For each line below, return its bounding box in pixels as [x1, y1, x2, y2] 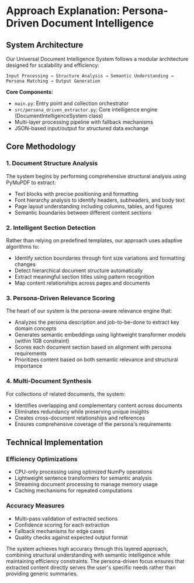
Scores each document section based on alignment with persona [14, 344, 172, 351]
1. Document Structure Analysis [6, 160, 98, 168]
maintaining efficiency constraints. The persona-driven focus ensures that [6, 557, 185, 564]
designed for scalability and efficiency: [6, 62, 99, 69]
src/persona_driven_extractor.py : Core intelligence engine [14, 106, 158, 113]
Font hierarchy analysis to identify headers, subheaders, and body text [14, 196, 185, 204]
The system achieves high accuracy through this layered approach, [6, 545, 168, 552]
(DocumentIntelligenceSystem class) [14, 113, 103, 119]
